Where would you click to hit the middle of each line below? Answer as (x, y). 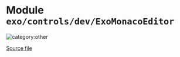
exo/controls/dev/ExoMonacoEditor (90, 21)
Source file (19, 48)
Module (25, 10)
